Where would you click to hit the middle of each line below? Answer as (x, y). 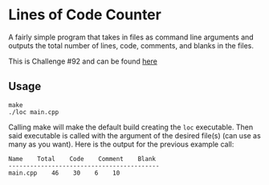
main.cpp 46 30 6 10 (64, 173)
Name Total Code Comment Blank (82, 158)
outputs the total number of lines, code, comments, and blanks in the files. (131, 45)
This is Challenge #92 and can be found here (83, 61)
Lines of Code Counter (85, 15)
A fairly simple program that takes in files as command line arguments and (131, 37)
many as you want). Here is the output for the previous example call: (121, 144)
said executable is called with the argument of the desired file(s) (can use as (134, 135)
